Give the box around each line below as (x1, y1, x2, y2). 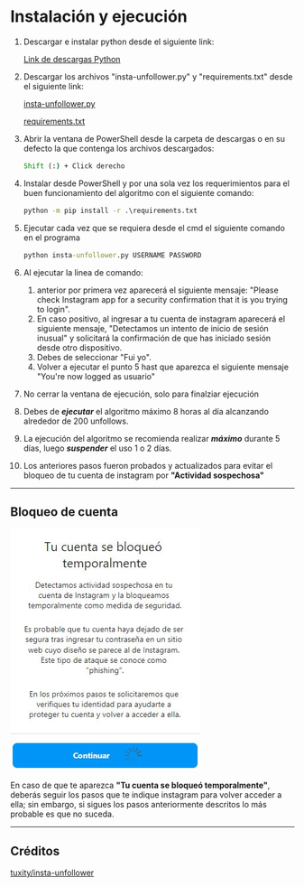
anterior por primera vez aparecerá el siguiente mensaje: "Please (36, 285, 279, 295)
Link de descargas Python (23, 53, 121, 64)
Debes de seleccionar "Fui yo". (36, 351, 152, 362)
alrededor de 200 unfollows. (23, 415, 129, 426)
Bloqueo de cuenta (10, 504, 118, 519)
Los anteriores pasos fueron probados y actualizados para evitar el (23, 460, 273, 471)
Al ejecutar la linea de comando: (23, 266, 143, 277)
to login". (36, 303, 70, 314)
